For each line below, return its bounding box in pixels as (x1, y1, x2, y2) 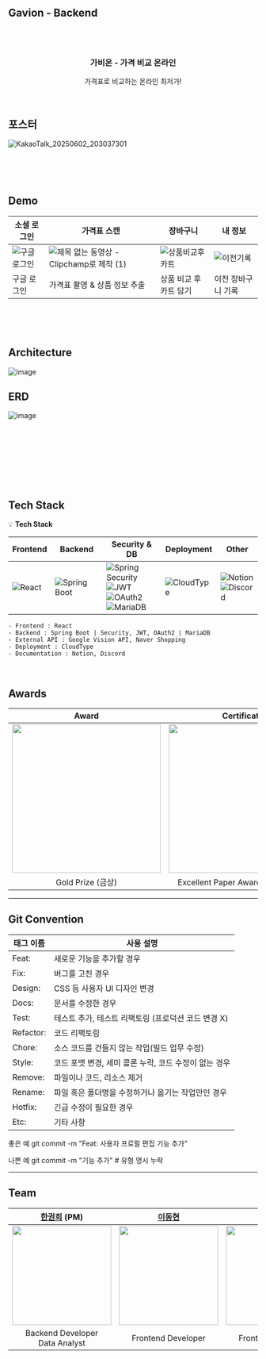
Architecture (8, 346, 73, 359)
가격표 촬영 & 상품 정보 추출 (48, 279, 146, 290)
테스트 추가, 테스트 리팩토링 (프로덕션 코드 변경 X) (54, 1012, 229, 1023)
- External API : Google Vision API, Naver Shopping (8, 636, 186, 644)
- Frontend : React (8, 622, 73, 630)
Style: (12, 1057, 34, 1068)
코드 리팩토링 (54, 1027, 101, 1038)
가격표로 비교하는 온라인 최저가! (84, 77, 182, 86)
